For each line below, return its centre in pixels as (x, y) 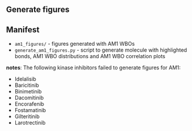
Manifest (23, 30)
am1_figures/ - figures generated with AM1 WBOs (75, 44)
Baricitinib (27, 85)
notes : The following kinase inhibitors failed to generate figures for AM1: (93, 68)
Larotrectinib (30, 123)
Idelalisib (25, 79)
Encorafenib (29, 104)
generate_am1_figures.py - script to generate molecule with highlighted (101, 50)
